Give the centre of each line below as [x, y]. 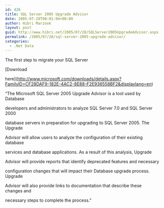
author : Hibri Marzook [28, 23]
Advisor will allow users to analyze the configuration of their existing [74, 137]
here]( [11, 79]
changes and [18, 190]
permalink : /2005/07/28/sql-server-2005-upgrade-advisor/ [65, 37]
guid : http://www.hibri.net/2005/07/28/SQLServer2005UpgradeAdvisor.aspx [82, 32]
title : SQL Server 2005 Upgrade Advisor [47, 14]
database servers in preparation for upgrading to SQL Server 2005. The [77, 123]
